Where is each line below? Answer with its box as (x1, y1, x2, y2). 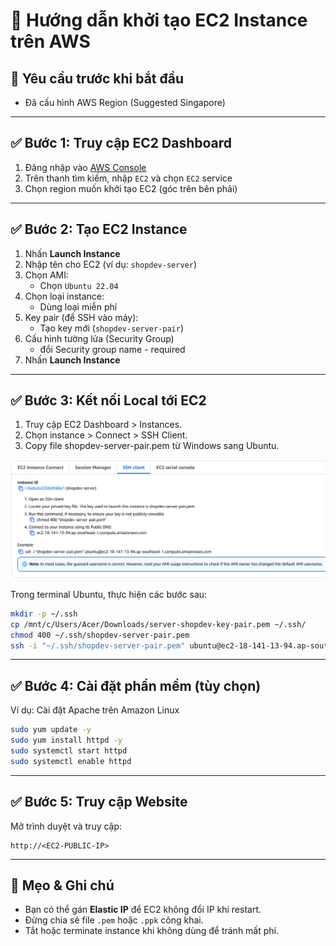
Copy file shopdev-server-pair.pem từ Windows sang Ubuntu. (24, 440, 280, 452)
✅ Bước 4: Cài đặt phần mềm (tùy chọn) (10, 677, 262, 694)
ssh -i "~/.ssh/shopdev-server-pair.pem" (10, 640, 186, 651)
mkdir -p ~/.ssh (10, 609, 78, 619)
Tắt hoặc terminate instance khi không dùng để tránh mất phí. (24, 925, 280, 937)
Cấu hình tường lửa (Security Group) (24, 332, 175, 344)
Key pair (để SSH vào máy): (24, 311, 139, 323)
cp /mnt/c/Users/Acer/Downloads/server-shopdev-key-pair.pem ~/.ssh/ (10, 619, 307, 629)
